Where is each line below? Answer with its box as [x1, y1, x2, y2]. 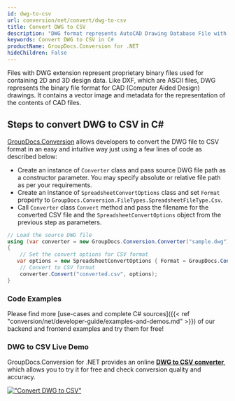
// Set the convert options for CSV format [20, 251, 149, 258]
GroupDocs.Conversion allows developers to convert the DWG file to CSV [7, 137, 219, 146]
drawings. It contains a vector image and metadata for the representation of [7, 90, 226, 99]
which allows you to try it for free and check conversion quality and [7, 365, 201, 374]
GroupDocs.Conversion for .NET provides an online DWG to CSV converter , [7, 358, 226, 367]
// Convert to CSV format [20, 264, 96, 271]
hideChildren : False [7, 50, 68, 57]
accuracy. [7, 373, 36, 381]
